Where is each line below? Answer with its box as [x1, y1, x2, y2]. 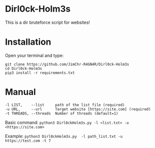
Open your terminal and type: [5, 52, 64, 58]
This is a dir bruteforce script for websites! [5, 19, 90, 25]
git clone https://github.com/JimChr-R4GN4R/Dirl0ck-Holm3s [5, 62, 130, 66]
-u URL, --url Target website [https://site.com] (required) [5, 107, 151, 112]
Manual [5, 86, 36, 98]
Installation [5, 36, 52, 48]
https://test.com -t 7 [5, 138, 51, 143]
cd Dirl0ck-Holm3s [5, 66, 42, 71]
